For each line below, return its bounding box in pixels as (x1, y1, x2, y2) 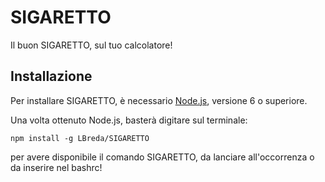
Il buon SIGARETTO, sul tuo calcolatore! (10, 39, 173, 51)
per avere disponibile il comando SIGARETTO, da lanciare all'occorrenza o (10, 151, 315, 163)
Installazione (10, 68, 93, 85)
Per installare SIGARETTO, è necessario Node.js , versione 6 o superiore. (10, 94, 308, 106)
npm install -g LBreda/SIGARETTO (10, 133, 150, 143)
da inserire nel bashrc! (10, 161, 103, 173)
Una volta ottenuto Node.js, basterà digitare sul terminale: (10, 114, 248, 126)
